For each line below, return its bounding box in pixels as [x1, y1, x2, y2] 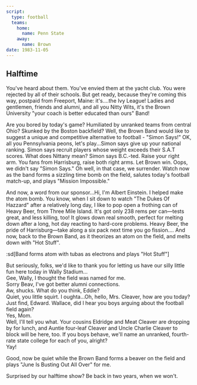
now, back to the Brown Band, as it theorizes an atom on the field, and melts [6, 232, 191, 239]
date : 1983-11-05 [6, 47, 49, 53]
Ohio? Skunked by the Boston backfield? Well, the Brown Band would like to [6, 127, 189, 134]
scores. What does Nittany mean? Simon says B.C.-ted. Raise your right [6, 152, 180, 159]
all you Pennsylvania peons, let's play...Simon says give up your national [6, 140, 181, 147]
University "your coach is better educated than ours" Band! [6, 110, 150, 117]
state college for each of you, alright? [16, 337, 108, 344]
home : [16, 25, 31, 31]
